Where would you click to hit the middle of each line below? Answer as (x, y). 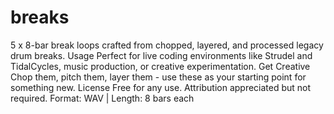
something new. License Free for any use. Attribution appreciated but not (161, 87)
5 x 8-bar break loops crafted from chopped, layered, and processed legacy (167, 45)
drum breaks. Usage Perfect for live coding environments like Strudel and (161, 55)
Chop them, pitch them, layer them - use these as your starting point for (158, 77)
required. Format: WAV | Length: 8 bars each (102, 98)
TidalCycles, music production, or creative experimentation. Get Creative (160, 66)
